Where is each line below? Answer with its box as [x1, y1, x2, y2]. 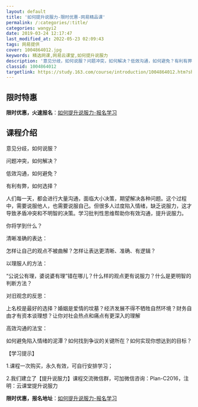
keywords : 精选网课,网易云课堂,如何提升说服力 [6, 52, 108, 58]
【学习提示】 [6, 349, 37, 357]
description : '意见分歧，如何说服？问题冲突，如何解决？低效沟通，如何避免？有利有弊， [6, 58, 197, 64]
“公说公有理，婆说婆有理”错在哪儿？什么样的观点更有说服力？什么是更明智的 [6, 272, 192, 279]
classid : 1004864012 [6, 63, 57, 70]
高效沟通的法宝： [6, 324, 48, 331]
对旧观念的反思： [6, 292, 48, 299]
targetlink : [6, 69, 35, 75]
